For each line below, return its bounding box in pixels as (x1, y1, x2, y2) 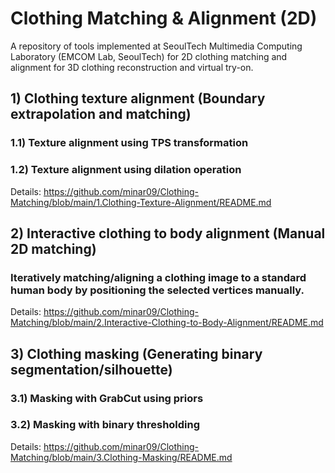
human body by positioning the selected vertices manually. (10, 283, 305, 297)
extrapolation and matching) (10, 106, 192, 123)
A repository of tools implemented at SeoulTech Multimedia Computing (10, 40, 303, 52)
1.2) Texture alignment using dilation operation (10, 163, 242, 177)
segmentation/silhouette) (10, 361, 173, 378)
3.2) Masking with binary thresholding (10, 418, 201, 432)
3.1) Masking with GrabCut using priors (10, 391, 204, 405)
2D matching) (10, 240, 97, 257)
